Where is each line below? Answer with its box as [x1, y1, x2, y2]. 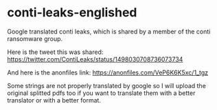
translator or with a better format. [7, 96, 102, 104]
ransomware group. [7, 34, 63, 42]
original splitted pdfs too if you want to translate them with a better [7, 89, 196, 97]
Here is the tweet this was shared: [7, 48, 104, 56]
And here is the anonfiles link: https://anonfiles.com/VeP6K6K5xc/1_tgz [7, 68, 208, 77]
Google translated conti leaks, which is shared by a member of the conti [7, 27, 211, 36]
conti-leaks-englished [7, 5, 137, 20]
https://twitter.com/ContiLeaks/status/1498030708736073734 [7, 55, 183, 63]
